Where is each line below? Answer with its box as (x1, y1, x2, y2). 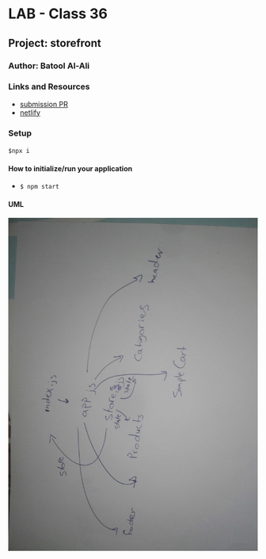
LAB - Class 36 (8, 5, 108, 23)
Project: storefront (8, 36, 101, 50)
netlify (19, 108, 41, 117)
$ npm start (19, 183, 59, 191)
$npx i (8, 147, 30, 155)
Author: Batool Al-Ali (8, 60, 90, 71)
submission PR (19, 99, 69, 109)
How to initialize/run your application (8, 163, 133, 173)
